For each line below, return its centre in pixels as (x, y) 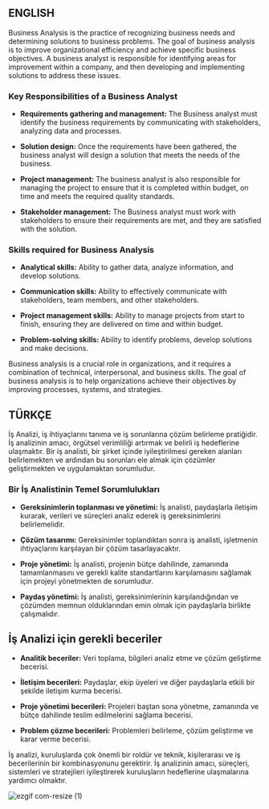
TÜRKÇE (30, 415)
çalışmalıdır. (40, 613)
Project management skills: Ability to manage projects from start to (132, 316)
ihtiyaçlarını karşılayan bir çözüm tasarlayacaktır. (100, 548)
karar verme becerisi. (55, 739)
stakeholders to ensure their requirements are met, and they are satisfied (141, 221)
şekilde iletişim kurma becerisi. (71, 691)
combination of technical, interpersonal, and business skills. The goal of (127, 373)
